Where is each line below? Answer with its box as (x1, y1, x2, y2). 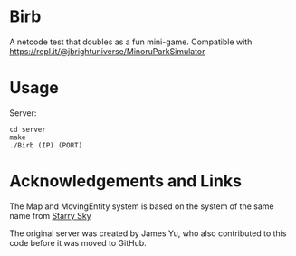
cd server (9, 125, 47, 134)
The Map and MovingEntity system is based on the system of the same (9, 201, 274, 212)
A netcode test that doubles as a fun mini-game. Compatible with (9, 36, 253, 47)
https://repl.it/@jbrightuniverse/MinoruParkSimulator (9, 45, 205, 56)
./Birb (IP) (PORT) (9, 140, 83, 150)
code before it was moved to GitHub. (9, 237, 147, 248)
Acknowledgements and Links (9, 171, 243, 192)
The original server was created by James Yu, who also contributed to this (9, 228, 287, 239)
